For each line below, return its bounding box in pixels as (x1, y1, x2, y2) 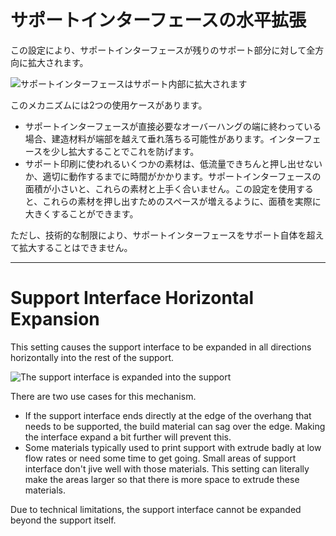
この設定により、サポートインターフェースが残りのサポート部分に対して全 (10, 44, 316, 56)
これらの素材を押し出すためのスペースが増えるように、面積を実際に (42, 195, 322, 207)
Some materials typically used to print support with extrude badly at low (24, 441, 322, 453)
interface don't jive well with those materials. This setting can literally (24, 462, 310, 475)
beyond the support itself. (10, 514, 117, 526)
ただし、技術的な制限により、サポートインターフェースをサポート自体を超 (10, 229, 316, 241)
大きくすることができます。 (24, 207, 139, 220)
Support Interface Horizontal (10, 287, 255, 310)
